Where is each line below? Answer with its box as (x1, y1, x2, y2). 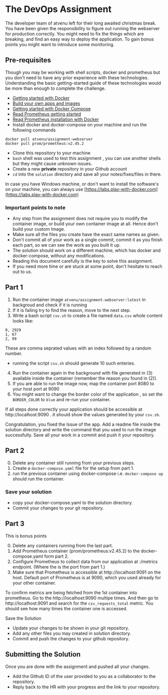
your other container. (12, 580, 56, 586)
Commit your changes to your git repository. (12, 505, 104, 511)
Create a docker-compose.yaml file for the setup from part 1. (12, 465, 134, 471)
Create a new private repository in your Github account (12, 165, 127, 171)
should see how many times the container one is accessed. (5, 605, 128, 611)
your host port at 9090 (12, 386, 60, 392)
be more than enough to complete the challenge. (5, 85, 106, 91)
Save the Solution (5, 615, 42, 621)
